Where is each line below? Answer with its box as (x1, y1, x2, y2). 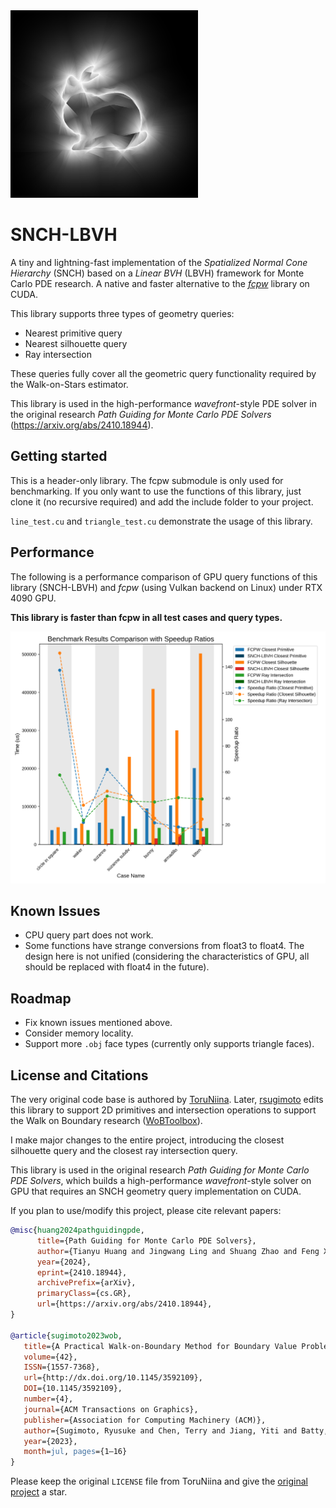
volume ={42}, (23, 1352, 78, 1362)
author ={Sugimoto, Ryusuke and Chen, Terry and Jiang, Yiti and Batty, (23, 1425, 329, 1436)
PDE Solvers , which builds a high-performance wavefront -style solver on (10, 1175, 312, 1187)
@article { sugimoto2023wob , (10, 1330, 123, 1341)
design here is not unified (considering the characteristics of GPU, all (24, 950, 310, 963)
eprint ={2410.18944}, (36, 1267, 128, 1278)
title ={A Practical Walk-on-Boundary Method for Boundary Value (23, 1341, 298, 1351)
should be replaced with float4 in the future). (24, 961, 210, 973)
